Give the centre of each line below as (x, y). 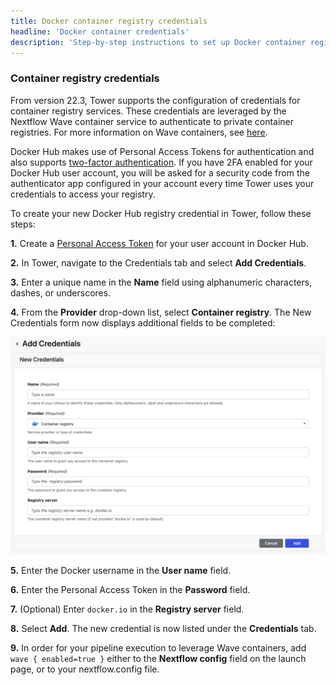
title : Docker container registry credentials (109, 21)
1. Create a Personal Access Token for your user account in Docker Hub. (159, 243)
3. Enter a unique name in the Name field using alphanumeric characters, (161, 282)
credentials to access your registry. (83, 194)
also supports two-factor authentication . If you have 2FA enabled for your (161, 162)
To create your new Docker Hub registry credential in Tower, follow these (161, 213)
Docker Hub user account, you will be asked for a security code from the (160, 172)
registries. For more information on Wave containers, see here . (139, 132)
